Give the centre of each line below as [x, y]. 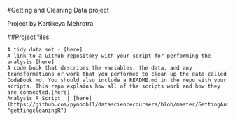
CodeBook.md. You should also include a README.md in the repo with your [117, 80]
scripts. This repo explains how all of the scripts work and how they [114, 86]
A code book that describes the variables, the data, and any [100, 68]
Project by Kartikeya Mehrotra [50, 23]
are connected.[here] [39, 92]
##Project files [28, 37]
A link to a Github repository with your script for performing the [109, 56]
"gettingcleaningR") [37, 111]
